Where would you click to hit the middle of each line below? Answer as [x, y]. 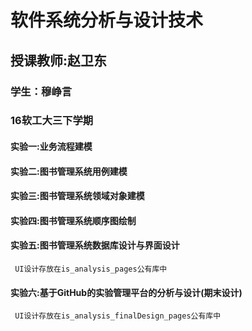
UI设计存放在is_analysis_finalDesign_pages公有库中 [118, 316]
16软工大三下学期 [52, 121]
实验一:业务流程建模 [51, 147]
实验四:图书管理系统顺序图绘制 [73, 220]
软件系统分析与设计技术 [107, 20]
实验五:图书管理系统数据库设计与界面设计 [95, 245]
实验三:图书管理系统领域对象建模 [77, 196]
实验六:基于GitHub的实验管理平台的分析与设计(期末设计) [126, 292]
